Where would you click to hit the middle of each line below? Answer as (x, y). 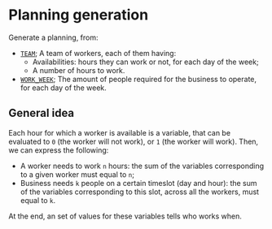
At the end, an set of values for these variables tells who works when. (125, 216)
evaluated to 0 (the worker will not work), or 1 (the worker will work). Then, (134, 141)
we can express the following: (59, 150)
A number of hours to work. (79, 70)
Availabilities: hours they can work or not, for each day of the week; (145, 62)
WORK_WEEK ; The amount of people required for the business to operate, (138, 79)
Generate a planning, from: (54, 37)
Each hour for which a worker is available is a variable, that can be (119, 132)
